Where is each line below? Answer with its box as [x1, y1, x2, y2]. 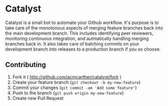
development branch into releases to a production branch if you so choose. [5, 46, 161, 52]
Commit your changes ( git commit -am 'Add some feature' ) [12, 84, 137, 90]
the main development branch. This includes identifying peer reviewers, [5, 30, 153, 36]
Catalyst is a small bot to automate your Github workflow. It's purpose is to [5, 19, 159, 25]
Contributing [5, 60, 46, 69]
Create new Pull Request [12, 95, 64, 101]
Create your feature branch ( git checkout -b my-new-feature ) [12, 79, 141, 85]
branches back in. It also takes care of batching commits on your [5, 40, 139, 46]
